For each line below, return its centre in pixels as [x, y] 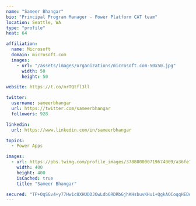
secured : [17, 194]
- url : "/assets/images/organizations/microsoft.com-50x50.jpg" [96, 66]
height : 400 [31, 173]
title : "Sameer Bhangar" [47, 184]
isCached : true [35, 178]
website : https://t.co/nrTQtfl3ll [48, 87]
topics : [15, 140]
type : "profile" [26, 28]
